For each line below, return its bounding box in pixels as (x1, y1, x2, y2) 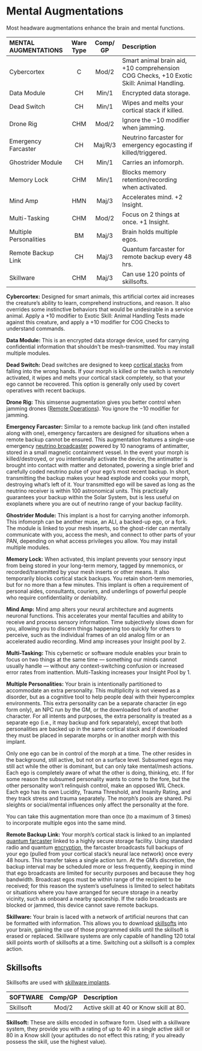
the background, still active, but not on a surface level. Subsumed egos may (6, 756, 194, 763)
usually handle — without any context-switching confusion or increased (6, 662, 185, 669)
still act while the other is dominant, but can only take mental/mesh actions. (6, 762, 194, 770)
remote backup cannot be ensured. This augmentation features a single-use (6, 436, 195, 443)
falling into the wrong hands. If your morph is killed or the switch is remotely (6, 367, 194, 375)
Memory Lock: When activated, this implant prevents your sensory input (6, 555, 186, 563)
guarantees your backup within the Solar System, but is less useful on (6, 493, 179, 500)
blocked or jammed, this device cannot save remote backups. (6, 901, 159, 909)
